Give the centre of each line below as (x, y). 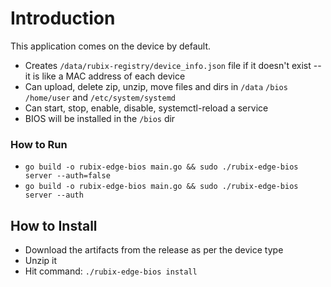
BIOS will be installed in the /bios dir (100, 118)
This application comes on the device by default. (111, 46)
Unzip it (41, 261)
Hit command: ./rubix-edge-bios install (111, 271)
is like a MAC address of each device (109, 76)
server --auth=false (67, 176)
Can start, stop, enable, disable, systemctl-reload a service (146, 108)
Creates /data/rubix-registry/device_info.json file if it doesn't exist (168, 65)
